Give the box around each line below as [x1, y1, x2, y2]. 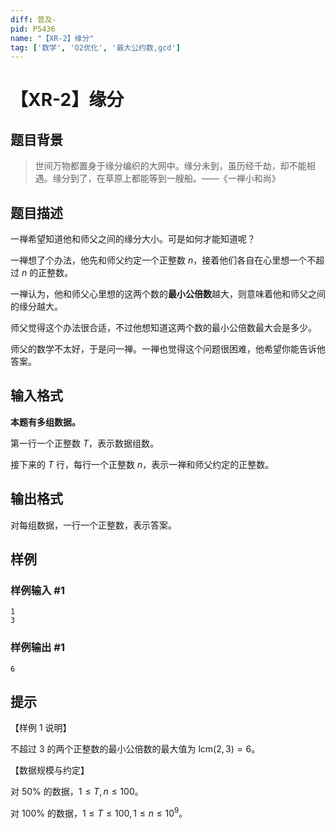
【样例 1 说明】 [10, 722, 72, 734]
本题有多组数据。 [10, 416, 81, 428]
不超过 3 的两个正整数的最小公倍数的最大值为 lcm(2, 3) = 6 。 [10, 743, 261, 755]
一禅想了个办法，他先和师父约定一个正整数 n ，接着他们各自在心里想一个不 [10, 254, 317, 266]
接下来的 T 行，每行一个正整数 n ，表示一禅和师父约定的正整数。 [10, 458, 275, 470]
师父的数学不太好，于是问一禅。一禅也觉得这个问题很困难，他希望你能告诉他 [10, 343, 326, 355]
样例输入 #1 [10, 584, 65, 597]
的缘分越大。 [10, 301, 63, 313]
